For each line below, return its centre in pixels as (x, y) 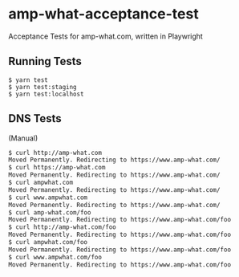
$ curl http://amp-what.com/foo (62, 227)
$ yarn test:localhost (46, 94)
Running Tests (45, 61)
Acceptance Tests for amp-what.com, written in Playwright (105, 36)
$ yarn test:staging (43, 87)
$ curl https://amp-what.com (57, 168)
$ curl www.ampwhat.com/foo (55, 257)
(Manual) (23, 138)
